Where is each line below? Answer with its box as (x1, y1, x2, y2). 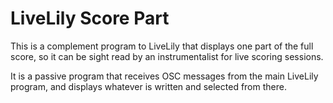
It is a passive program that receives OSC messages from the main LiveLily (10, 70, 319, 82)
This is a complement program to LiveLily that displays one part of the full (10, 40, 314, 52)
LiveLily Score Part (10, 7, 170, 30)
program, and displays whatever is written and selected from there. (10, 80, 287, 92)
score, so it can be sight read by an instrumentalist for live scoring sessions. (10, 50, 324, 62)
